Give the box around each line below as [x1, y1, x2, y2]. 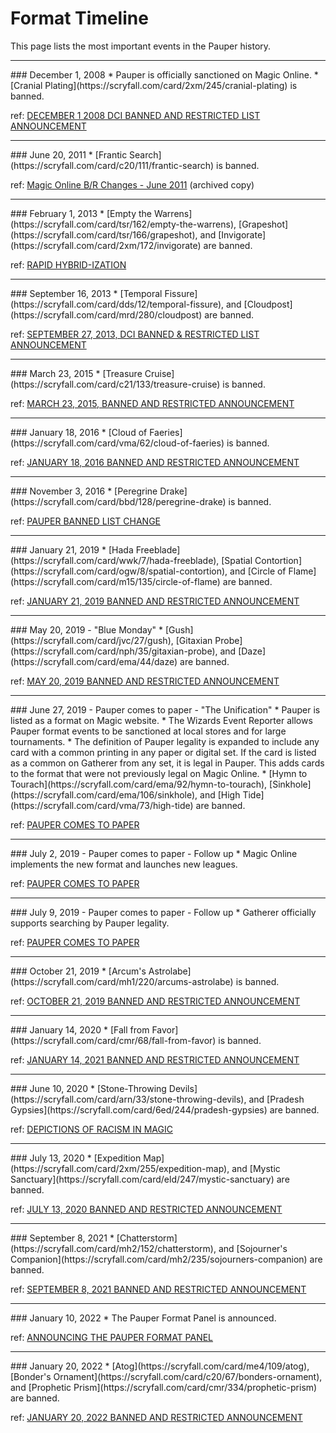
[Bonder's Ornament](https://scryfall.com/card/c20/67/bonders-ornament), [10, 1370, 323, 1382]
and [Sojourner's [218, 1242, 288, 1254]
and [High [199, 788, 241, 801]
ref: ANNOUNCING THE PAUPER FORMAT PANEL [10, 1331, 214, 1343]
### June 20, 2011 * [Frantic [10, 148, 128, 161]
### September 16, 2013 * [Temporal [10, 287, 163, 299]
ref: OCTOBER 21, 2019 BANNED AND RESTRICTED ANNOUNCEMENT [10, 995, 301, 1007]
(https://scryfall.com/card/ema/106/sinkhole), [10, 788, 198, 801]
